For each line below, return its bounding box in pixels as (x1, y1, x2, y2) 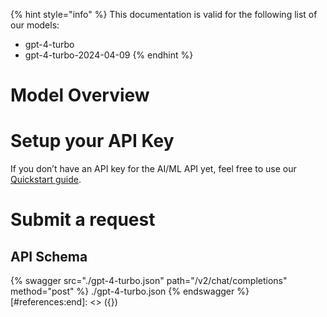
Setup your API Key (10, 130, 175, 153)
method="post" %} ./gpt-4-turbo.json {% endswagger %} (10, 285, 250, 298)
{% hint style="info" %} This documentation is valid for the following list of (10, 9, 318, 20)
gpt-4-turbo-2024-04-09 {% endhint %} (24, 49, 194, 61)
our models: (10, 19, 60, 31)
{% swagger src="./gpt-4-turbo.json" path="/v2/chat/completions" (10, 275, 288, 287)
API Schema (10, 248, 88, 265)
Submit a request (10, 209, 156, 231)
